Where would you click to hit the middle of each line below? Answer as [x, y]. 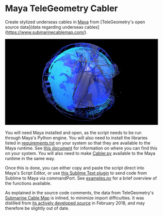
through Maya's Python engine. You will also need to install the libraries [76, 138]
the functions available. [28, 183]
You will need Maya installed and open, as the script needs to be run [73, 133]
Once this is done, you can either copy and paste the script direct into [75, 168]
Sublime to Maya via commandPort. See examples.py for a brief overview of [81, 178]
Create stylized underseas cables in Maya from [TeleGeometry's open [75, 22]
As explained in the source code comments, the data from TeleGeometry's [79, 193]
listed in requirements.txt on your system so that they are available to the [78, 143]
